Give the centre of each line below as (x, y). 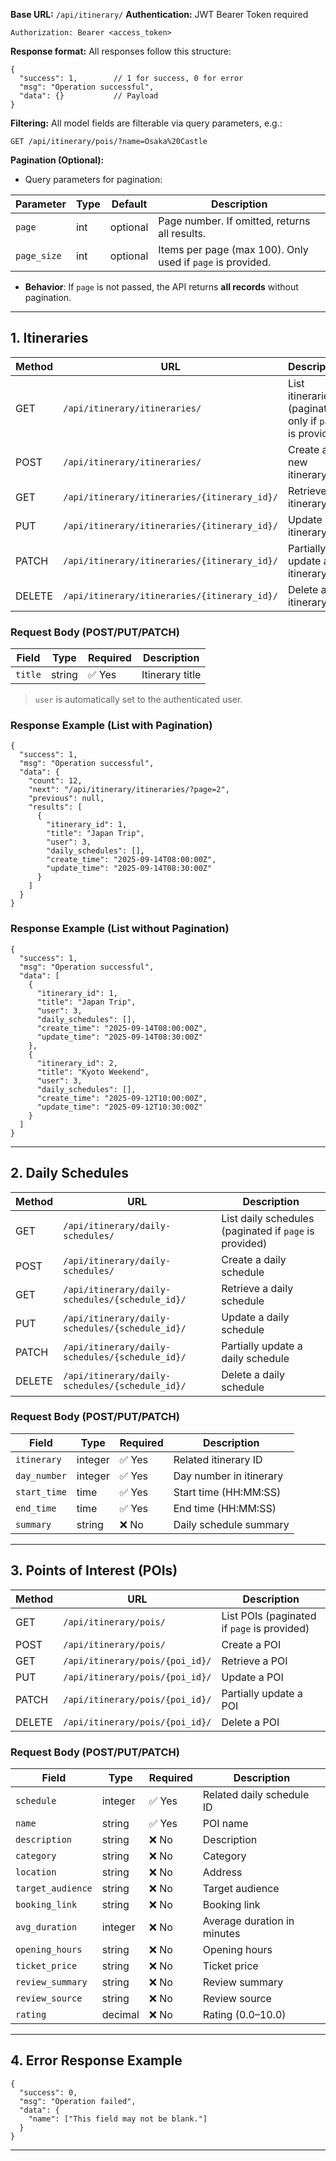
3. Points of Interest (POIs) (94, 1570)
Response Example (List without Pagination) (120, 929)
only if (302, 421)
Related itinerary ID (218, 1459)
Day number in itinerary (228, 1476)
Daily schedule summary (231, 1524)
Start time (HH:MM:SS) (227, 1492)
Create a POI (251, 1644)
